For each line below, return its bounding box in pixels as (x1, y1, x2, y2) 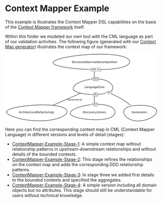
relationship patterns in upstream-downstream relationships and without (12, 146, 156, 152)
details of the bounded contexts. (12, 151, 77, 157)
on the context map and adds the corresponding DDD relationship (12, 161, 144, 167)
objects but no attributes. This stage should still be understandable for (12, 187, 152, 193)
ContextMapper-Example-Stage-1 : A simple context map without (12, 141, 141, 147)
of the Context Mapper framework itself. (5, 24, 85, 30)
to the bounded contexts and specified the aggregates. (12, 177, 122, 183)
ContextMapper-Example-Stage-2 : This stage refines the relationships (12, 156, 153, 162)
